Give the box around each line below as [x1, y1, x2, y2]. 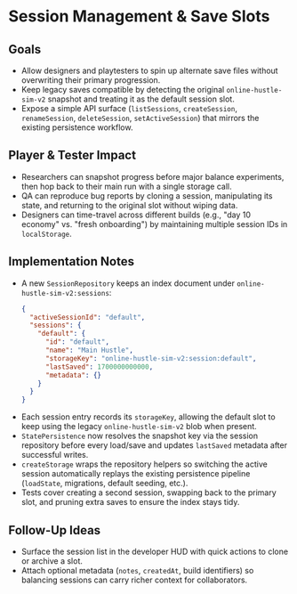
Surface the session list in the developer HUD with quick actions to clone [20, 546, 289, 557]
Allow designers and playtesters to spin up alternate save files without [20, 65, 278, 76]
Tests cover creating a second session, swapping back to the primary [20, 487, 277, 498]
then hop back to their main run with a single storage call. [20, 181, 232, 191]
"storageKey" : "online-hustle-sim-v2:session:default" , [44, 354, 257, 362]
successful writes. [20, 450, 89, 460]
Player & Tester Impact [8, 148, 137, 163]
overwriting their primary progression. [20, 75, 161, 85]
